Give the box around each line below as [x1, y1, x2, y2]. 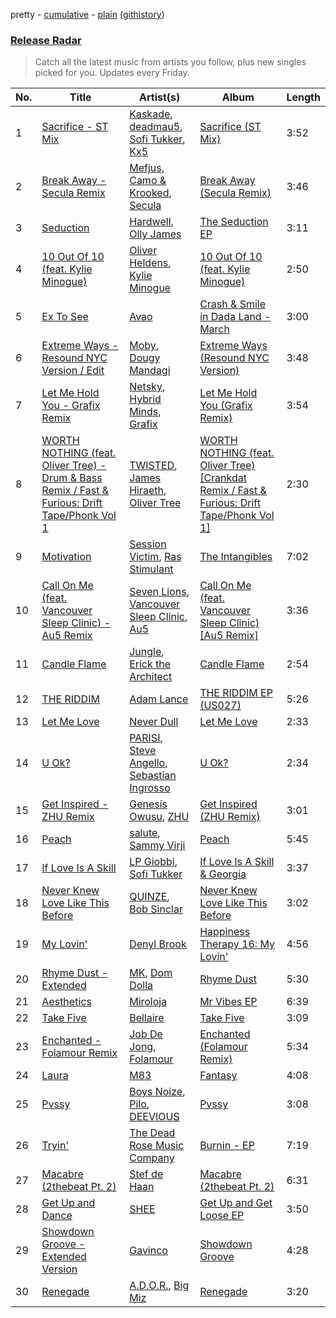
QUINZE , [129, 890, 170, 904]
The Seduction [199, 215, 269, 229]
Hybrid [129, 392, 162, 406]
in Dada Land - [199, 310, 272, 324]
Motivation [41, 550, 92, 564]
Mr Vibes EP [199, 995, 258, 1009]
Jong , [129, 1040, 157, 1054]
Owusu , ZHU [129, 810, 190, 824]
